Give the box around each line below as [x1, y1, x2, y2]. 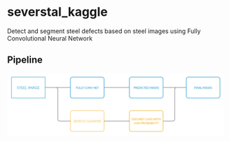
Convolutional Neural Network [7, 34, 93, 42]
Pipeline [7, 54, 43, 66]
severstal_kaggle [7, 4, 108, 20]
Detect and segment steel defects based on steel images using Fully [7, 27, 201, 35]
